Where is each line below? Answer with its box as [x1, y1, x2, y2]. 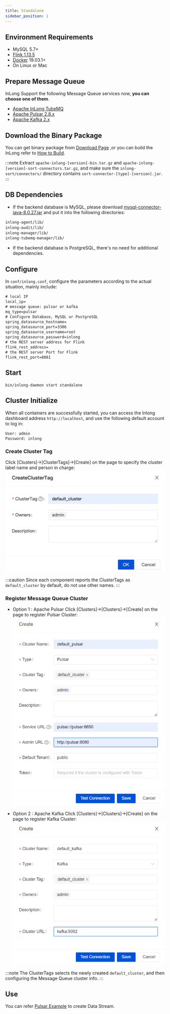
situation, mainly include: [5, 284, 57, 290]
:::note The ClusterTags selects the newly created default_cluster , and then [5, 969, 165, 976]
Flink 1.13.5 [12, 52, 35, 58]
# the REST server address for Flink [5, 340, 85, 345]
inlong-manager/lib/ [5, 230, 49, 235]
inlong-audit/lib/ [5, 225, 44, 230]
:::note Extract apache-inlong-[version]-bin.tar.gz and [5, 159, 122, 165]
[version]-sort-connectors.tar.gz [5, 166, 78, 171]
